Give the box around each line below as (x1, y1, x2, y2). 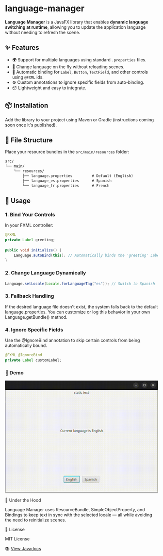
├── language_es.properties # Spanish (22, 178, 112, 183)
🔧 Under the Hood (5, 497, 41, 503)
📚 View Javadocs (5, 545, 41, 551)
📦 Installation (5, 101, 49, 110)
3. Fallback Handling (5, 293, 54, 300)
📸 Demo (5, 369, 24, 376)
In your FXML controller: (5, 222, 53, 228)
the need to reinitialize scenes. (5, 517, 66, 523)
